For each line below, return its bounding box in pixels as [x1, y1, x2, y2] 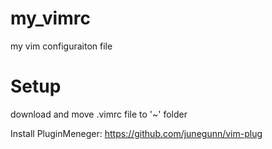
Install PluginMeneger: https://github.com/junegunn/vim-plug [10, 127, 263, 139]
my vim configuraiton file [10, 40, 113, 52]
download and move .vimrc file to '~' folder [10, 108, 188, 120]
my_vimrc [10, 7, 91, 30]
